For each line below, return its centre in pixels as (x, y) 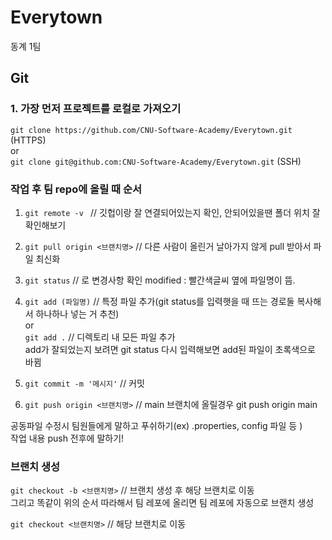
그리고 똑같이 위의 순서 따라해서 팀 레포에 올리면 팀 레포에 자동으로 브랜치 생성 (162, 503)
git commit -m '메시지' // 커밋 (84, 383)
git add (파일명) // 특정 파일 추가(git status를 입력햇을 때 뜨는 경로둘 (159, 301)
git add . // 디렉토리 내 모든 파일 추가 (100, 337)
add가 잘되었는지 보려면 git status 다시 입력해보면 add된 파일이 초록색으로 (170, 349)
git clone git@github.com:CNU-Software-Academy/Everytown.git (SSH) (156, 161)
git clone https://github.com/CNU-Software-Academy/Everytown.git (151, 130)
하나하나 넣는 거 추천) (77, 313)
